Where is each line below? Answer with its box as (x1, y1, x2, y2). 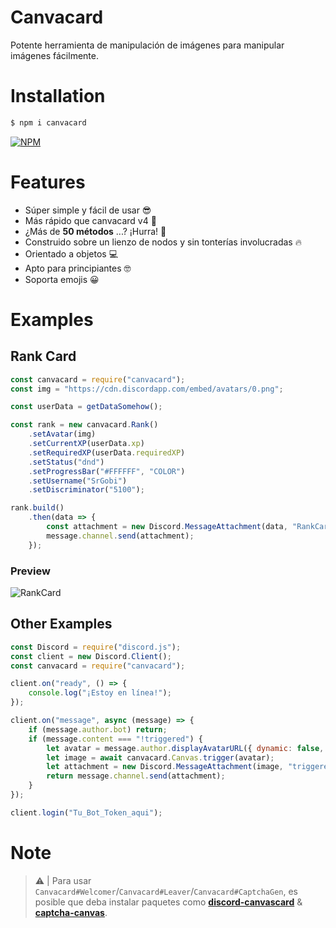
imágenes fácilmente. (10, 49, 99, 61)
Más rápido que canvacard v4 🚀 (24, 214, 157, 226)
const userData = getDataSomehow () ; (10, 402, 163, 412)
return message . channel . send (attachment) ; (46, 771, 226, 781)
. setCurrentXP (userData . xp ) (28, 439, 145, 449)
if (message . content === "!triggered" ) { (28, 734, 203, 744)
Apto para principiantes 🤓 (24, 262, 132, 274)
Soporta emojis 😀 (24, 273, 100, 285)
